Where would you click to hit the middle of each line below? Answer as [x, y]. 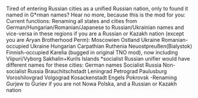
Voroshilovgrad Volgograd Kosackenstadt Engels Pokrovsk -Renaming [92, 77]
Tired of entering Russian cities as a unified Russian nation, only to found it [97, 9]
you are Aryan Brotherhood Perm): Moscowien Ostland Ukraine [83, 40]
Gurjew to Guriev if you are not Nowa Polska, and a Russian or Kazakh [92, 84]
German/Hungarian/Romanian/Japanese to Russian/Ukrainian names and [95, 27]
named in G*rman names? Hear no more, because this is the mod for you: [96, 15]
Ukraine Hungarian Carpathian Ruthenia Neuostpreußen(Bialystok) [111, 46]
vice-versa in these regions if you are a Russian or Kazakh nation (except [95, 34]
